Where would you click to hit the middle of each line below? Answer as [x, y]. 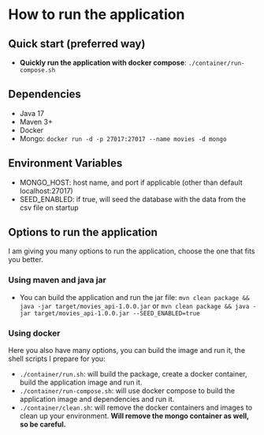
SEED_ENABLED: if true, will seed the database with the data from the [133, 199]
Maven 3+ [36, 122]
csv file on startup [49, 208]
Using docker [34, 333]
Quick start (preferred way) [77, 44]
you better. [26, 260]
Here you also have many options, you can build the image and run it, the [127, 351]
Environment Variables [65, 163]
